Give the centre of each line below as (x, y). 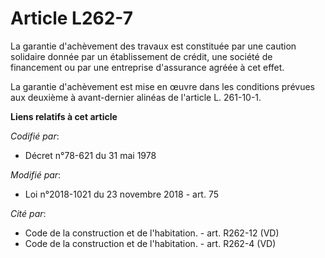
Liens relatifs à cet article (64, 116)
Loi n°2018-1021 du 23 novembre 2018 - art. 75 (122, 194)
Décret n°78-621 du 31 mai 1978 (90, 155)
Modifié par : (36, 174)
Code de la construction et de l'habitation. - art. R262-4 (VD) (150, 243)
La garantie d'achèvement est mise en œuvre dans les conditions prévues (162, 86)
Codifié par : (35, 136)
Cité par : (28, 213)
